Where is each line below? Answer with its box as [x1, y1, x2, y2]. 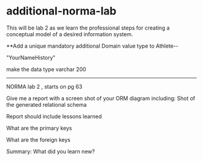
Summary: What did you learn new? [6, 148, 95, 155]
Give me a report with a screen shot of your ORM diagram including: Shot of [6, 95, 195, 102]
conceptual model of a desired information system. [6, 30, 134, 37]
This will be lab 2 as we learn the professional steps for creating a [6, 24, 170, 31]
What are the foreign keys [6, 136, 71, 143]
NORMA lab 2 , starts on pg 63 [6, 83, 83, 90]
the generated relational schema [6, 101, 87, 108]
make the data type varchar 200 [6, 65, 86, 73]
